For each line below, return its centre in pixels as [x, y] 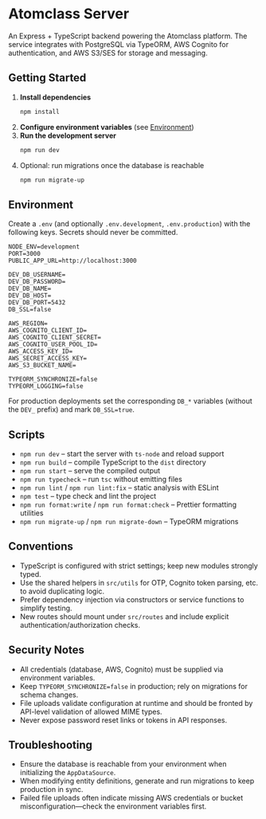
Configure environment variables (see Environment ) [107, 127]
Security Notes [47, 650]
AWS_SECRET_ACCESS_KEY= [48, 359]
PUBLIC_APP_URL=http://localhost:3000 [72, 261]
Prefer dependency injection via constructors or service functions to [132, 599]
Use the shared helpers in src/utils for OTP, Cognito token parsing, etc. [139, 582]
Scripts [27, 435]
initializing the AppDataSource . [68, 773]
